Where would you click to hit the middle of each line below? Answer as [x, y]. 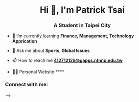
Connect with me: [27, 84]
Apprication [25, 41]
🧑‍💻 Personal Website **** [38, 72]
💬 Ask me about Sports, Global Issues [51, 51]
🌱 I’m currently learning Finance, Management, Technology [73, 36]
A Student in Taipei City [82, 25]
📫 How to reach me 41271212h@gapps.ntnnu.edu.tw [67, 60]
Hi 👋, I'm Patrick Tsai [82, 10]
